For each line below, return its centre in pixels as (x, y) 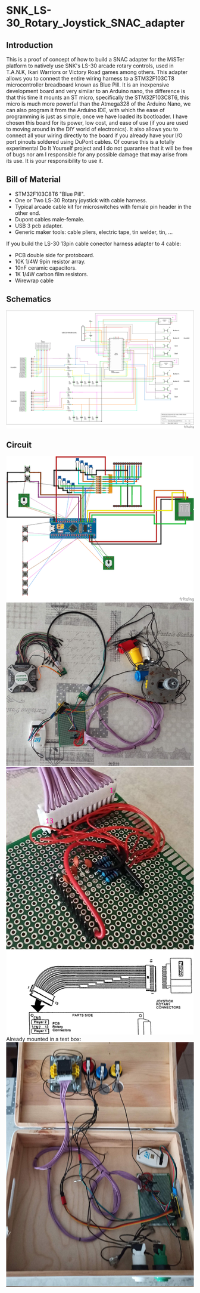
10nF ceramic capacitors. (46, 268)
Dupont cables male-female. (50, 219)
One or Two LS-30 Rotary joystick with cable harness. (81, 200)
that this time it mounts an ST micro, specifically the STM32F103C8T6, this (98, 97)
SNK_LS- (29, 10)
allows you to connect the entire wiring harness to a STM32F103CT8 (90, 78)
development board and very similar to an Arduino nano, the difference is (96, 91)
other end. (27, 213)
